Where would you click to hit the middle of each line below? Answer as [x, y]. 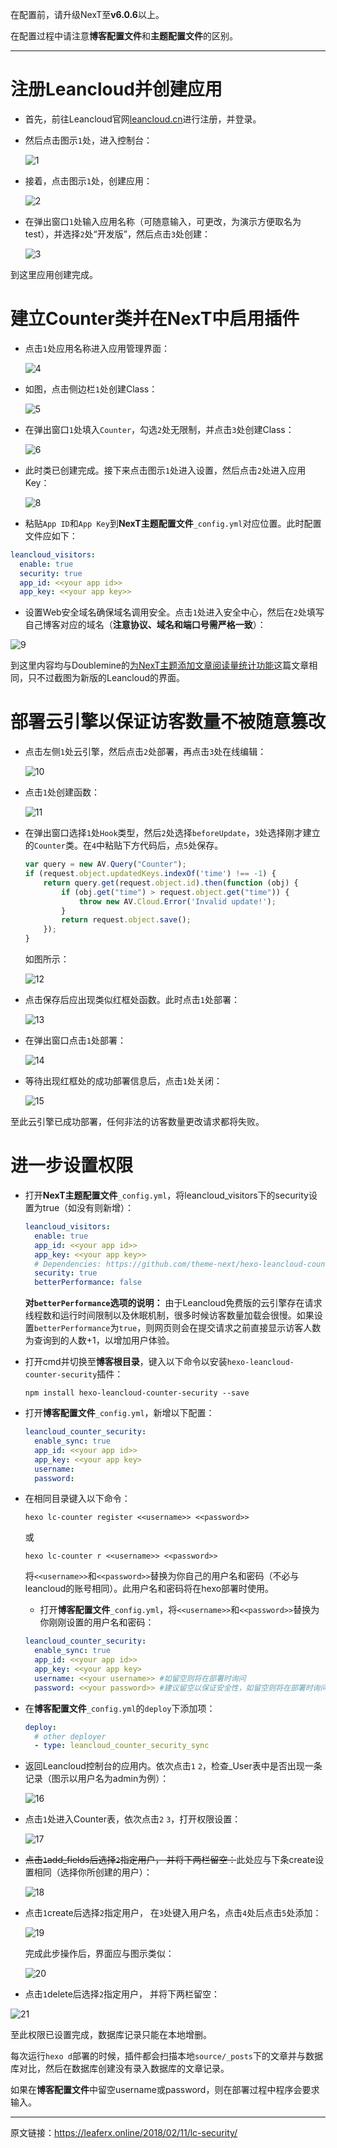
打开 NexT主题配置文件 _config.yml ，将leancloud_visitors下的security [166, 1195]
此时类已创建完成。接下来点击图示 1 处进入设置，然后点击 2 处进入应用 [165, 470]
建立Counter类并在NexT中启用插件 [155, 319]
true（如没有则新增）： [88, 1207]
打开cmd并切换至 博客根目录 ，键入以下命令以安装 [126, 1362]
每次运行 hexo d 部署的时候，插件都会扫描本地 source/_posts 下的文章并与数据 [167, 2056]
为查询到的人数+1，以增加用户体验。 [99, 1340]
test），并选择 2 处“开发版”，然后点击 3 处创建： [118, 234]
